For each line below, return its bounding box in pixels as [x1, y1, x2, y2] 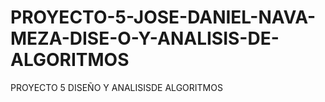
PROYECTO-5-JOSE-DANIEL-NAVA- [10, 6, 317, 29]
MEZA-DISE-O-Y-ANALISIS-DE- [10, 27, 280, 50]
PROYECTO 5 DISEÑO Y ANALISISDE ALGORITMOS [10, 81, 223, 93]
